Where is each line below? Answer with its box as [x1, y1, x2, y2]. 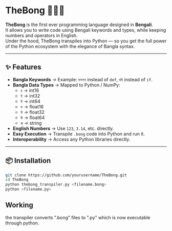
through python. [5, 220, 39, 226]
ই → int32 [20, 93, 40, 99]
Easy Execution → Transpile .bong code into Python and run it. [12, 130, 145, 137]
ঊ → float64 [20, 114, 45, 121]
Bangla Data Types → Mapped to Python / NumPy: [12, 82, 120, 88]
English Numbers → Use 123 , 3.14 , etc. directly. [12, 125, 114, 131]
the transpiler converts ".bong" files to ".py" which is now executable [5, 214, 150, 220]
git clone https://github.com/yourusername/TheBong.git [5, 172, 127, 178]
